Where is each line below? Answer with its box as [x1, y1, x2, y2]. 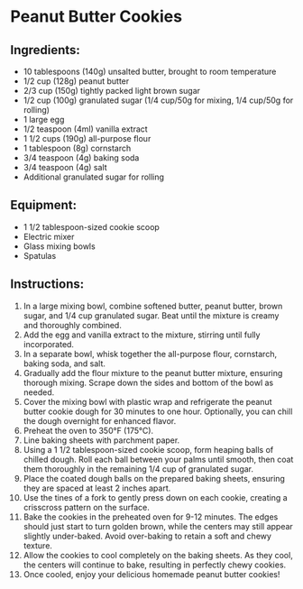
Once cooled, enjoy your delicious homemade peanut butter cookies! [23, 568, 280, 579]
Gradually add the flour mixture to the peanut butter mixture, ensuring [23, 367, 283, 378]
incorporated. [23, 338, 75, 349]
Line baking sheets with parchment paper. [23, 435, 180, 446]
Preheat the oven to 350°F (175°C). [23, 425, 154, 436]
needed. [23, 386, 55, 398]
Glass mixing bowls [23, 241, 96, 252]
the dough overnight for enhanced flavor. [23, 415, 177, 426]
